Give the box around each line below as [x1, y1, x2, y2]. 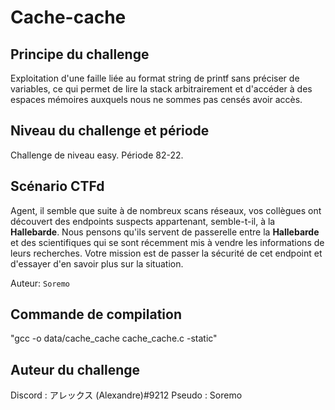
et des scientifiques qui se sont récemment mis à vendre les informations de [10, 236, 325, 248]
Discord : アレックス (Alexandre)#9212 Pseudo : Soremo [10, 389, 243, 401]
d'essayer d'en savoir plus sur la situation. [10, 257, 184, 270]
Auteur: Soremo [10, 277, 71, 289]
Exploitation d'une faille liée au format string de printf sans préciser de [10, 72, 300, 84]
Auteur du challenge [10, 361, 140, 378]
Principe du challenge [10, 46, 150, 63]
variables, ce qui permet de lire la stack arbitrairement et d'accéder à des [10, 83, 313, 95]
